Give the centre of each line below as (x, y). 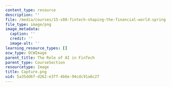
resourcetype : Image (27, 67)
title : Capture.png (26, 72)
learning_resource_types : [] (36, 48)
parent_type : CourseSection (35, 62)
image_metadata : (23, 29)
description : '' (23, 15)
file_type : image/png (28, 24)
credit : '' (21, 39)
